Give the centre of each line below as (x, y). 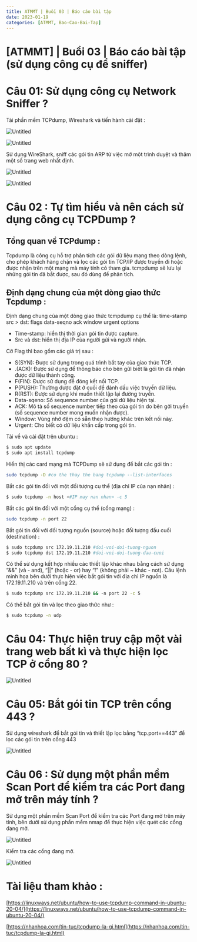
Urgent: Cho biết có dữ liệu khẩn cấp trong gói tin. (75, 425)
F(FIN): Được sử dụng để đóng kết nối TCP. (67, 382)
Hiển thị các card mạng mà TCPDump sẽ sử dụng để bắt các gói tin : (89, 464)
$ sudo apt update (29, 447)
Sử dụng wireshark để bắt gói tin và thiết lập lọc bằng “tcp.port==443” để (96, 733)
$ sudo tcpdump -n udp (34, 616)
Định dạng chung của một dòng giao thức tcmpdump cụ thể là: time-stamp (97, 316)
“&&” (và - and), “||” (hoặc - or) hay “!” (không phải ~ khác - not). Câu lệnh (96, 570)
